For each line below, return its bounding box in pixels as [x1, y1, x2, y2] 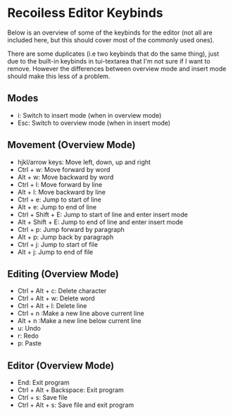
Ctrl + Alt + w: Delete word [17, 294, 95, 302]
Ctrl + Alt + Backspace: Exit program [17, 386, 125, 394]
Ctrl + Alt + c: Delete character [17, 287, 107, 295]
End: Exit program [17, 379, 70, 387]
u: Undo [17, 324, 41, 333]
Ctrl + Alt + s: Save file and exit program [17, 400, 134, 410]
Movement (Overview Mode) [7, 139, 136, 151]
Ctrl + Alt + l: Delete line [17, 302, 87, 310]
